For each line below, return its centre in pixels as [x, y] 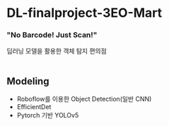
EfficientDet [34, 107]
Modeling [28, 81]
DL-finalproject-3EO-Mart [84, 13]
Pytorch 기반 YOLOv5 [48, 115]
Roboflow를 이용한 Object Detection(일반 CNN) [84, 99]
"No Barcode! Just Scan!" [52, 35]
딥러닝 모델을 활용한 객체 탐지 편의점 [57, 51]
